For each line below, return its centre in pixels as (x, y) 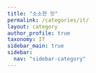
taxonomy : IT (26, 40)
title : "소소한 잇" (33, 14)
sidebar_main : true (36, 46)
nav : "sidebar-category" (50, 59)
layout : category (33, 26)
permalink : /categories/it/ (48, 20)
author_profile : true (39, 33)
